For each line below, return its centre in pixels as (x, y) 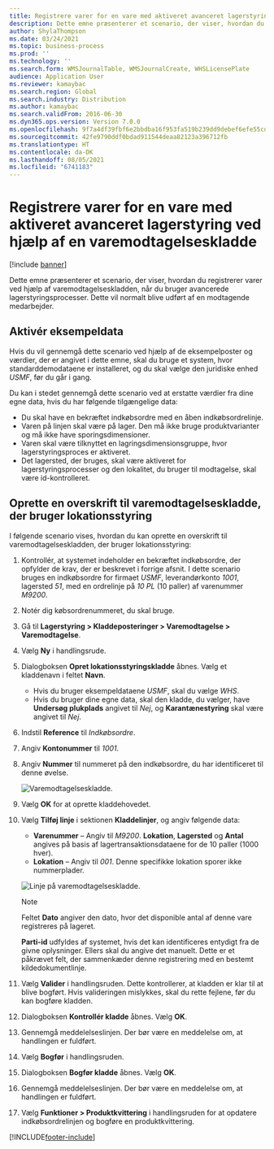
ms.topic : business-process (57, 46)
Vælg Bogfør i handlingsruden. (72, 1056)
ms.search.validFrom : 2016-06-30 (66, 115)
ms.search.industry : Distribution (68, 99)
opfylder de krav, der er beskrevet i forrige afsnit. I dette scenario (130, 568)
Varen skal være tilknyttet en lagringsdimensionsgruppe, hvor (124, 443)
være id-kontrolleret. (55, 477)
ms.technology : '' (40, 62)
